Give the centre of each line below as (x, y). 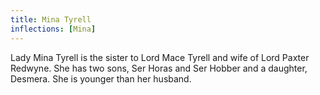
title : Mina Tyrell (51, 19)
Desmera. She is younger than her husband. (101, 78)
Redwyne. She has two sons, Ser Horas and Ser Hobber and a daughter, (159, 68)
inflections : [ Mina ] (53, 29)
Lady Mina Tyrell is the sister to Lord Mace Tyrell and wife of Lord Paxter (160, 57)
